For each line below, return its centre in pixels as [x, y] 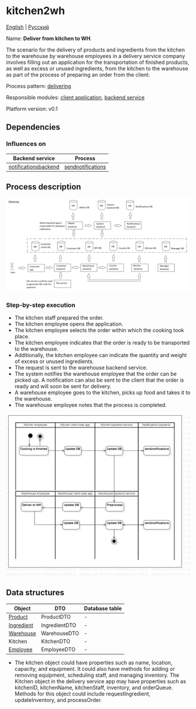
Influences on [26, 144]
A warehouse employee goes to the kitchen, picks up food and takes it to [102, 392]
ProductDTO [56, 617]
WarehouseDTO [60, 633]
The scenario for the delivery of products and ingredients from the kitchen [96, 50]
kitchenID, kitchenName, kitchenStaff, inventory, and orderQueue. [94, 687]
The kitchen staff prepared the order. [59, 317]
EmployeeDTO [58, 650]
